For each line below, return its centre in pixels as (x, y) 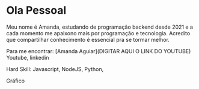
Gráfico (16, 81)
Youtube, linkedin (28, 57)
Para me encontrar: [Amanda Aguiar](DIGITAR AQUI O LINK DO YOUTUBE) (99, 51)
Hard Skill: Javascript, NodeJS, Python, (55, 69)
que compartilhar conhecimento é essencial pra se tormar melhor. (88, 39)
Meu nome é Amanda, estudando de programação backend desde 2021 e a (100, 27)
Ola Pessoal (36, 10)
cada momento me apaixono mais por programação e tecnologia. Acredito (98, 33)
